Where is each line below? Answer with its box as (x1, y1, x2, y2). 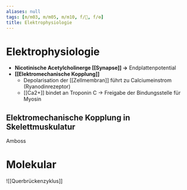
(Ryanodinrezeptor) (23, 83, 71, 90)
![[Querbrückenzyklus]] (6, 178, 63, 185)
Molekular (6, 158, 57, 171)
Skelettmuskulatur (6, 122, 75, 132)
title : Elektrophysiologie (6, 19, 72, 25)
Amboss (6, 138, 26, 145)
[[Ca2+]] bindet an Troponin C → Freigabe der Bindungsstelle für (23, 89, 181, 96)
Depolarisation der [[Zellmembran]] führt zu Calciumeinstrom (23, 77, 172, 84)
